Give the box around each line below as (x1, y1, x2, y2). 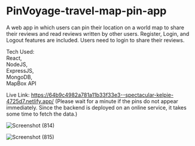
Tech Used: (6, 48, 35, 55)
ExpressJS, (6, 67, 34, 74)
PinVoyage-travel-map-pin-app (6, 4, 167, 18)
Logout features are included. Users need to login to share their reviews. (6, 36, 185, 44)
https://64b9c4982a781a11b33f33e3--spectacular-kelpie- (31, 91, 174, 98)
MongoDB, (6, 73, 33, 80)
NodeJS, (6, 61, 28, 68)
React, (6, 54, 22, 61)
